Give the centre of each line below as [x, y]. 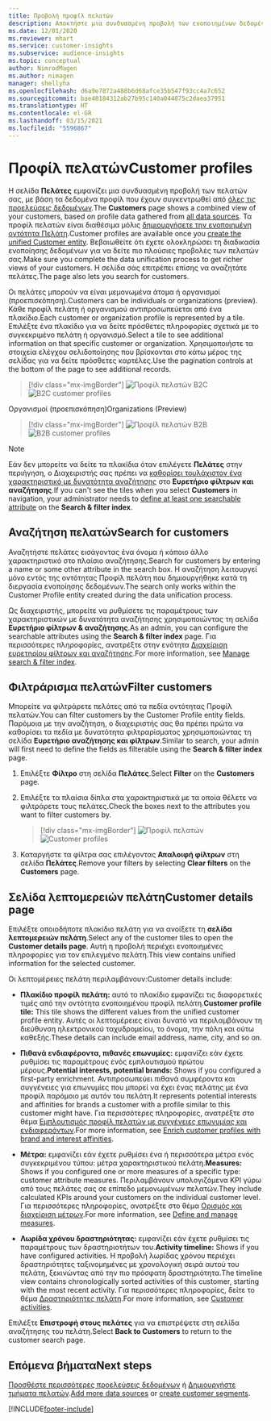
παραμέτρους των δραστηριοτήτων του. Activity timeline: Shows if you [140, 1248]
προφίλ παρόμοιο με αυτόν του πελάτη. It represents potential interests [138, 1096]
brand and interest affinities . [67, 1139]
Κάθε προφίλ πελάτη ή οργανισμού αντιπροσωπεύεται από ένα [115, 309]
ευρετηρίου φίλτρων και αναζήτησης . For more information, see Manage [129, 653]
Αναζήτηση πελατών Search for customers [119, 533]
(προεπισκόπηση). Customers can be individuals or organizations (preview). [133, 300]
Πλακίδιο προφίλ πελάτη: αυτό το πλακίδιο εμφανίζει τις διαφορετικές [141, 995]
